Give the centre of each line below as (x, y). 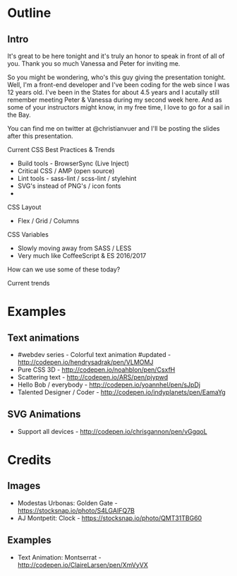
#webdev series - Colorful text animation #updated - (94, 354)
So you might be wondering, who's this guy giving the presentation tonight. (116, 77)
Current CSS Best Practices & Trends (61, 149)
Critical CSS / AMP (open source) (66, 171)
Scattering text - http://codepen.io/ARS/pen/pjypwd (93, 377)
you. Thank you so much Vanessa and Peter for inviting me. (94, 64)
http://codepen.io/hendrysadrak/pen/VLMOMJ (85, 362)
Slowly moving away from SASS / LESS (74, 248)
